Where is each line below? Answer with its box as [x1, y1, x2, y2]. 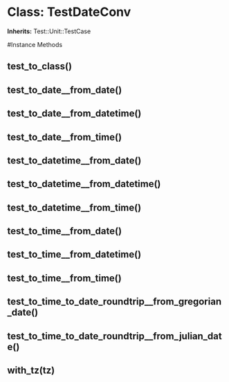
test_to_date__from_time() [7, 131, 122, 143]
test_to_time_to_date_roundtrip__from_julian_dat [7, 330, 223, 342]
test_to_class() [7, 60, 73, 73]
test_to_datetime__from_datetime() [7, 178, 161, 190]
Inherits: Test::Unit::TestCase [7, 27, 91, 35]
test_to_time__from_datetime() [7, 248, 142, 260]
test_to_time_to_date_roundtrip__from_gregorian [7, 295, 222, 308]
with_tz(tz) [7, 365, 55, 376]
